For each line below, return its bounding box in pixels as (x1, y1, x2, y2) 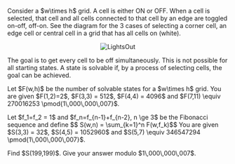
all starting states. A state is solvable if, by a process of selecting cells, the (7, 64, 222, 71)
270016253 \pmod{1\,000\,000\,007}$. (7, 100, 120, 108)
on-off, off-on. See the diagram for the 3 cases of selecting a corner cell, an (7, 22, 227, 29)
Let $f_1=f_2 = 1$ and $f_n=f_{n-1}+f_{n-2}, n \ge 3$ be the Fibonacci (7, 113, 208, 121)
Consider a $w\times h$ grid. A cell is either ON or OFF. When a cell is (7, 7, 210, 15)
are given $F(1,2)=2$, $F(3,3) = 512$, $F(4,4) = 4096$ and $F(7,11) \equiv (7, 92, 221, 100)
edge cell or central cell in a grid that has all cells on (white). (7, 29, 181, 37)
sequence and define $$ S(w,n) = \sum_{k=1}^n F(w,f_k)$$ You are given (7, 121, 219, 129)
